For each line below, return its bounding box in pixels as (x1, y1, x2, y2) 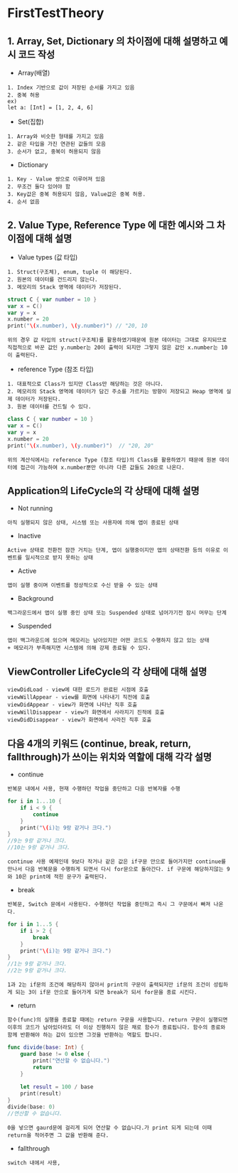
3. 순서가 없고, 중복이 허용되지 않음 (7, 148, 102, 155)
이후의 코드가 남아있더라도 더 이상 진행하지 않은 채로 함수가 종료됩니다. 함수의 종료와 (7, 1024, 226, 1031)
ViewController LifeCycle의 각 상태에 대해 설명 (7, 665, 207, 677)
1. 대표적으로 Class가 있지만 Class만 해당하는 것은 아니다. (7, 380, 164, 388)
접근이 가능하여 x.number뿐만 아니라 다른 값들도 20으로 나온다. (20, 464, 185, 471)
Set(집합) (17, 117, 44, 126)
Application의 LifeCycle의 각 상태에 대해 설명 (7, 485, 200, 497)
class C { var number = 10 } (7, 416, 94, 423)
